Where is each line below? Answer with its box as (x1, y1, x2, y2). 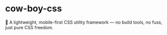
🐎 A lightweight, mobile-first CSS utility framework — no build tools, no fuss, (5, 19, 162, 25)
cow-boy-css (5, 3, 62, 14)
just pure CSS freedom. (5, 24, 53, 30)
